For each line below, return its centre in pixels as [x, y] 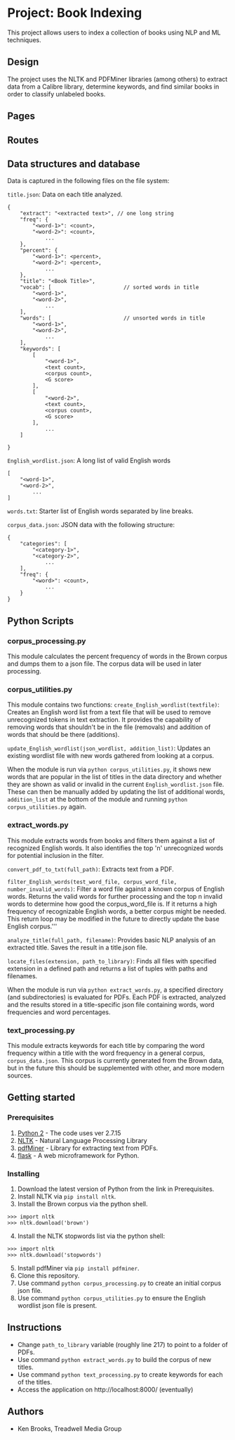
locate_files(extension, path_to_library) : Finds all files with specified [112, 961]
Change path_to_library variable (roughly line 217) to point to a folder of [122, 1344]
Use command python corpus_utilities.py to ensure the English [112, 1298]
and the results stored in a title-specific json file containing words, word [111, 1004]
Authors [26, 1411]
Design [23, 62]
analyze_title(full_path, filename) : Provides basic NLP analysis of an [112, 940]
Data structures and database [74, 164]
